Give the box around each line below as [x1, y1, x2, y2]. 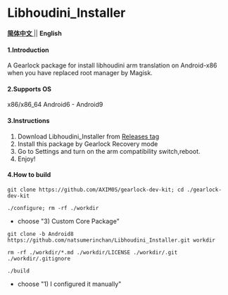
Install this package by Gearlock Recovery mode [17, 139, 158, 148]
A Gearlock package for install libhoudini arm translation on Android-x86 [7, 61, 217, 70]
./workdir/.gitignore [7, 255, 71, 262]
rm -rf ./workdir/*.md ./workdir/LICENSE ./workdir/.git [7, 249, 178, 256]
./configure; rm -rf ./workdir [7, 204, 99, 211]
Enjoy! [17, 155, 36, 163]
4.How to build [7, 171, 51, 179]
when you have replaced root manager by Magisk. [7, 69, 153, 77]
